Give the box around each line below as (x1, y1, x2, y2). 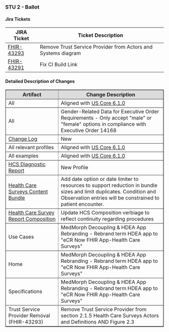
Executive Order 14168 (60, 127, 117, 134)
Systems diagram (39, 50, 81, 57)
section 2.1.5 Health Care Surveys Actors (60, 312, 159, 319)
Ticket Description (77, 32, 123, 39)
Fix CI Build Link (39, 61, 78, 68)
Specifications (8, 288, 43, 295)
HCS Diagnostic (8, 161, 46, 168)
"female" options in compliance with (60, 121, 146, 128)
